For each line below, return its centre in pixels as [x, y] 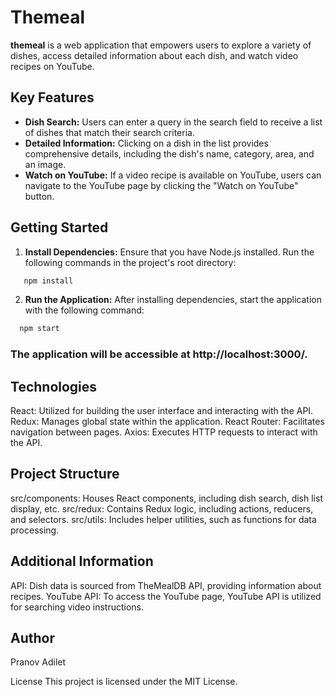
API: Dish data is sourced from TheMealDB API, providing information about [166, 585]
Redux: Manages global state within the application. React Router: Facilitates [167, 422]
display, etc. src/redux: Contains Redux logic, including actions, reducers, [162, 508]
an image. [45, 164]
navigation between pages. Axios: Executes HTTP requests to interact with [164, 432]
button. [39, 196]
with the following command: [84, 310]
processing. [35, 530]
